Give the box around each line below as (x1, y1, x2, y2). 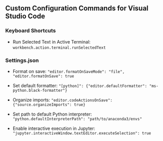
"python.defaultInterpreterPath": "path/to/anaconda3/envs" (12, 116, 142, 121)
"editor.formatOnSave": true (12, 74, 74, 79)
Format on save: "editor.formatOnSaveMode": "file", (12, 68, 125, 74)
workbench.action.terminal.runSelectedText (12, 45, 106, 50)
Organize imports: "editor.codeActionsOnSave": (12, 96, 113, 103)
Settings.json (5, 57, 39, 64)
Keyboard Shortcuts (5, 27, 56, 34)
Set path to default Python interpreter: (12, 111, 92, 117)
